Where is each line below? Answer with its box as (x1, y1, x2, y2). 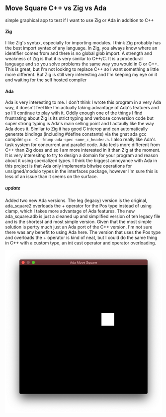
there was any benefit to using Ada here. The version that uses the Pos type (5, 229, 161, 235)
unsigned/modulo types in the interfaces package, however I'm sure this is (5, 168, 158, 174)
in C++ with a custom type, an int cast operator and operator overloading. (5, 240, 157, 246)
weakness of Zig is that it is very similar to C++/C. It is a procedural (5, 56, 143, 62)
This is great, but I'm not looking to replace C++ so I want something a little (5, 66, 159, 72)
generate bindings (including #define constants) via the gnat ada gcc (5, 131, 147, 137)
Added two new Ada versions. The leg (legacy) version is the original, (5, 198, 148, 204)
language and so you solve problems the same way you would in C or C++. (5, 61, 159, 67)
